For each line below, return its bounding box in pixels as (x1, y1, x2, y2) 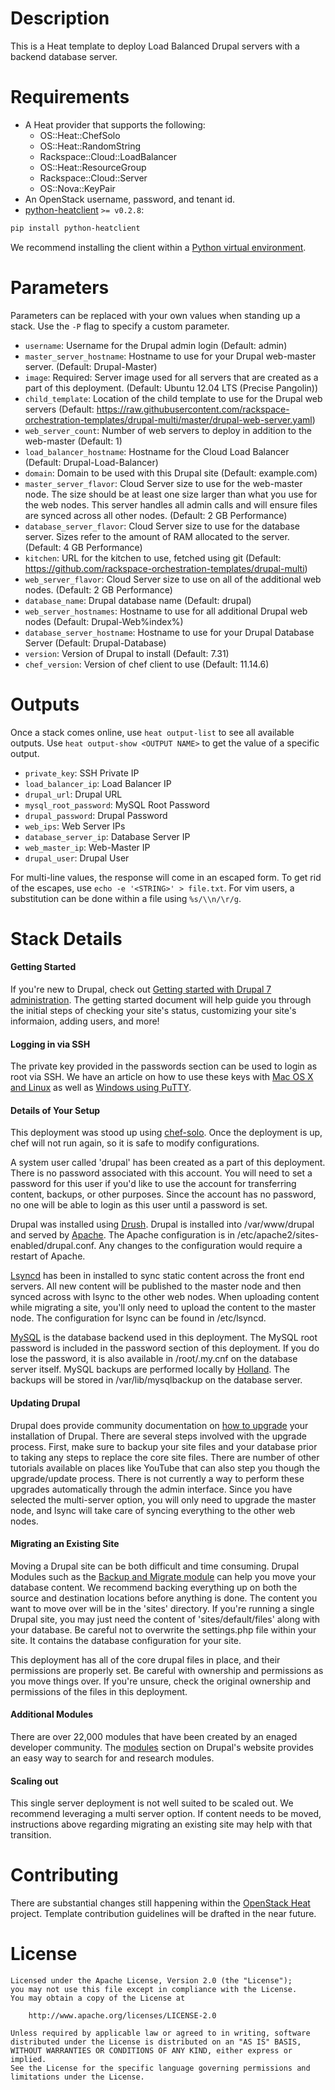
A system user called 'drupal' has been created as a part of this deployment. (10, 1157, 326, 1169)
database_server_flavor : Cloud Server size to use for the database (24, 520, 301, 532)
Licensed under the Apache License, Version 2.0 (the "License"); (10, 1976, 293, 1986)
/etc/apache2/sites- (236, 1229, 320, 1241)
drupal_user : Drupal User (24, 852, 130, 864)
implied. (10, 2055, 47, 2065)
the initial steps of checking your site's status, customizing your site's (10, 1005, 297, 1017)
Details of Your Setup (10, 1104, 101, 1116)
